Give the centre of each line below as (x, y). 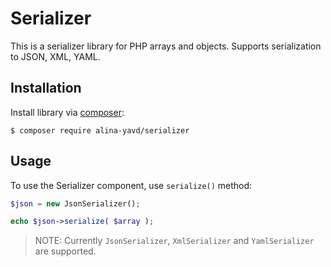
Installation (46, 88)
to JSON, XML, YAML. (55, 56)
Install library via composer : (67, 112)
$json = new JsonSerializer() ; (75, 203)
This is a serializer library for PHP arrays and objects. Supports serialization (166, 46)
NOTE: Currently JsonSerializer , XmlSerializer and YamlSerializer (174, 241)
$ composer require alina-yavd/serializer (100, 130)
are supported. (65, 251)
